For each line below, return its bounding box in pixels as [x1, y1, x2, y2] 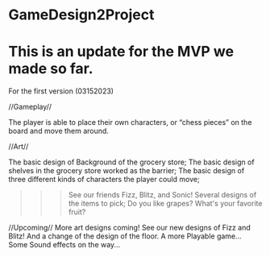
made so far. [8, 60, 94, 78]
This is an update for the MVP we [8, 43, 235, 61]
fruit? [68, 207, 86, 217]
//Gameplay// [8, 102, 52, 112]
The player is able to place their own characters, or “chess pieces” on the [8, 118, 252, 127]
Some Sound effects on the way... [8, 240, 121, 250]
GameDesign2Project [8, 6, 155, 24]
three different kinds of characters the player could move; [8, 175, 200, 184]
